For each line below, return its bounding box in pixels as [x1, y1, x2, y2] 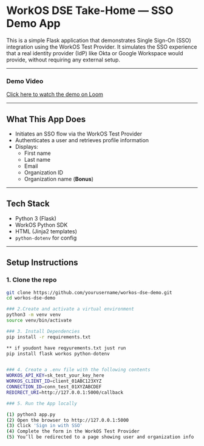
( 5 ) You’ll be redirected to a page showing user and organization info [6, 434, 194, 441]
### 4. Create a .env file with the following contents [6, 367, 151, 373]
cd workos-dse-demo [6, 295, 56, 301]
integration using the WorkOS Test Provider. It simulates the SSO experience [6, 43, 197, 50]
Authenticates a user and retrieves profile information [15, 137, 149, 144]
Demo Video [6, 77, 44, 85]
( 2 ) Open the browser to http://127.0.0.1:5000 [6, 417, 129, 423]
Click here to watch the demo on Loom [6, 91, 103, 98]
